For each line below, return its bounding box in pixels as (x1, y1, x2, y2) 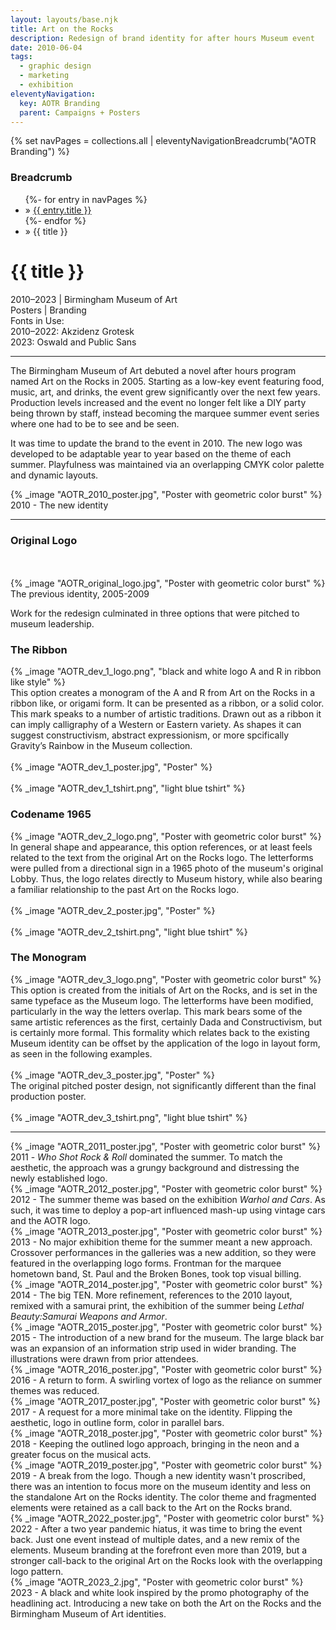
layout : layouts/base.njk (10, 14, 118, 25)
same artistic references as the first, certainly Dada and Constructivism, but (10, 1016, 323, 1028)
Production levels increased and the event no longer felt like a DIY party (10, 396, 307, 408)
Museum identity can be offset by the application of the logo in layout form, (10, 1037, 321, 1049)
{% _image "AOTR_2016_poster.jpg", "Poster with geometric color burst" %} (10, 1363, 323, 1375)
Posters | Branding (10, 304, 87, 316)
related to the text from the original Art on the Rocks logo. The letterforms (10, 851, 314, 863)
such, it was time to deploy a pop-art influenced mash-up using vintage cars (10, 1204, 326, 1216)
